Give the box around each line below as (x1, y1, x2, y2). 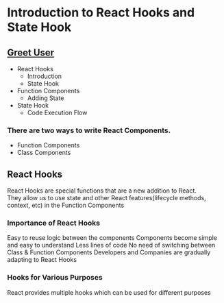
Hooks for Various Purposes (7, 273, 103, 282)
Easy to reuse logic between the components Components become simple (7, 234, 218, 242)
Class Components (16, 149, 71, 157)
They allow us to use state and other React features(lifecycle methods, (7, 194, 207, 202)
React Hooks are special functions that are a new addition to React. (7, 186, 197, 195)
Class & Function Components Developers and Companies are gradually (7, 248, 211, 256)
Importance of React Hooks (7, 218, 101, 228)
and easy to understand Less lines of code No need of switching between (7, 241, 216, 250)
